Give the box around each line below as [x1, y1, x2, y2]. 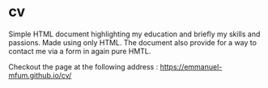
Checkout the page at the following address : [8, 61, 159, 71]
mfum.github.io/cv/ [8, 70, 72, 80]
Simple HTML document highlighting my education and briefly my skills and [8, 29, 261, 39]
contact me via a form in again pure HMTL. [8, 46, 151, 56]
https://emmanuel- [160, 61, 223, 71]
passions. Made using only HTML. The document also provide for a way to [8, 37, 257, 47]
